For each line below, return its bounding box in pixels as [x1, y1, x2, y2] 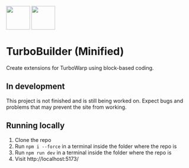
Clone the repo [14, 136, 52, 143]
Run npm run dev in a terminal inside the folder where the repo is [14, 148, 172, 156]
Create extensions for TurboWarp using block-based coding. [6, 64, 154, 71]
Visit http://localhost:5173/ [14, 155, 79, 162]
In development [6, 82, 65, 92]
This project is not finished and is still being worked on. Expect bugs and [6, 97, 184, 104]
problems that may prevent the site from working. [6, 104, 127, 111]
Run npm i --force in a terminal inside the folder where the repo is [14, 143, 177, 150]
